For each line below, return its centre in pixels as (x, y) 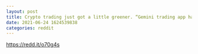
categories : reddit (30, 28)
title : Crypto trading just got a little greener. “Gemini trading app (96, 17)
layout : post (22, 11)
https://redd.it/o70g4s (33, 45)
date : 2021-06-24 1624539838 (42, 22)
